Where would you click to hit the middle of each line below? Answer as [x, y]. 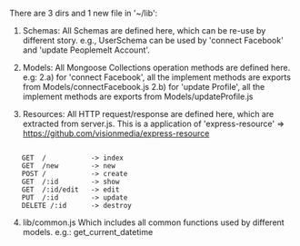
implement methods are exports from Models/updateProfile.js [138, 96]
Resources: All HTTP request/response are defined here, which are [148, 114]
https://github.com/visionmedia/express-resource [116, 133]
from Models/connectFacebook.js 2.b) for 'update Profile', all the [144, 87]
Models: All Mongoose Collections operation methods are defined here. [156, 68]
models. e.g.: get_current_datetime [88, 232]
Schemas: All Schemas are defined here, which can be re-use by [144, 30]
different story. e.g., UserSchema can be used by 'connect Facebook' [153, 40]
